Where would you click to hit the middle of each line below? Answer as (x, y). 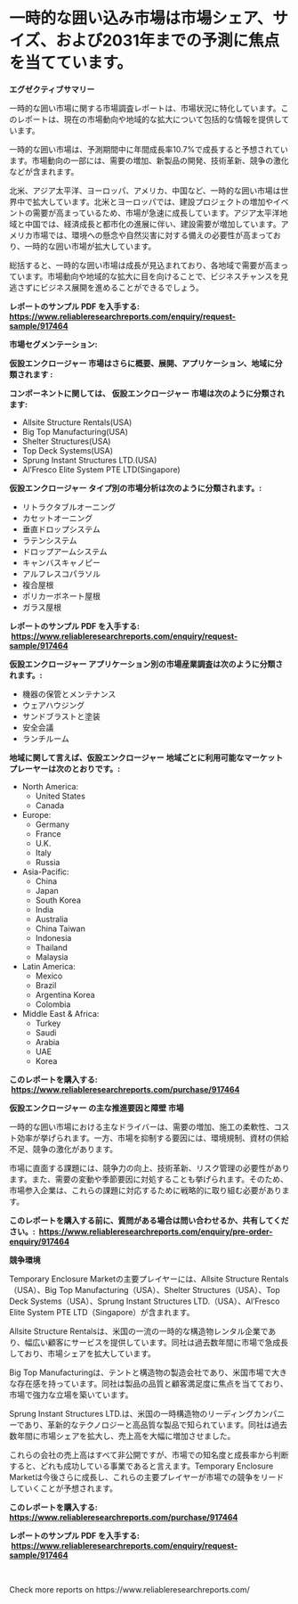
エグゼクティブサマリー (52, 89)
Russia (48, 862)
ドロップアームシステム (65, 551)
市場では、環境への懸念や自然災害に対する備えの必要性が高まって (153, 235)
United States (60, 796)
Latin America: (48, 966)
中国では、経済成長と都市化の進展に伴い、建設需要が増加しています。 (153, 224)
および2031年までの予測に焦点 (168, 41)
